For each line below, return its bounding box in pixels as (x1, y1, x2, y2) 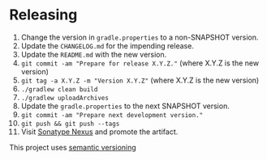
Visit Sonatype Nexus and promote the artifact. (20, 127, 179, 137)
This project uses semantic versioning (9, 142, 136, 152)
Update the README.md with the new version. (20, 49, 167, 59)
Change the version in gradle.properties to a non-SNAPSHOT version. (20, 32, 259, 42)
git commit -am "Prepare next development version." (20, 111, 204, 119)
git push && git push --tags (20, 120, 120, 128)
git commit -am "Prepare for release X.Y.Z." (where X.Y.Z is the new (20, 58, 259, 68)
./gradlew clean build (20, 85, 98, 94)
